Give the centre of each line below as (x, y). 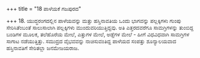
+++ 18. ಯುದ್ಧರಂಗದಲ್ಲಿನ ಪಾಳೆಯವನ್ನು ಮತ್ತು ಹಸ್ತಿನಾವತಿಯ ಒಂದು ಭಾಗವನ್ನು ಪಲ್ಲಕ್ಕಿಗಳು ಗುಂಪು (94, 21)
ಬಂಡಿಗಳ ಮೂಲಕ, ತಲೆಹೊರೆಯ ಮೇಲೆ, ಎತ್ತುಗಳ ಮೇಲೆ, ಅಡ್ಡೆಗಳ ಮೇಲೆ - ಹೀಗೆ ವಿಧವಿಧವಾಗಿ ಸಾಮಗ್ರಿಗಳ (98, 34)
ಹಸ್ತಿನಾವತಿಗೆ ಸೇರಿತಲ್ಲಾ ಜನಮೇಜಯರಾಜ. (43, 48)
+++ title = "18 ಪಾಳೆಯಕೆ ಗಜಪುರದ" (44, 9)
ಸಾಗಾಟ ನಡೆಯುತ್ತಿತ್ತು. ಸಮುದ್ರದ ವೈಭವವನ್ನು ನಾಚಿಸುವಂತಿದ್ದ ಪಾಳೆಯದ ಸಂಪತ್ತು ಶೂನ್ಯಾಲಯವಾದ (91, 41)
